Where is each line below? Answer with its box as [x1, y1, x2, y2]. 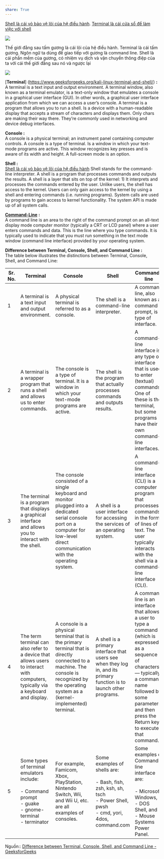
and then [134, 706, 155, 713]
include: [20, 776, 39, 782]
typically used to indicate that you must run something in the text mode [5, 233, 148, 238]
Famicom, [55, 766, 78, 773]
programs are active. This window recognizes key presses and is [18, 146, 148, 152]
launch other [95, 685, 125, 692]
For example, [55, 760, 85, 767]
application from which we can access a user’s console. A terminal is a [5, 100, 147, 105]
